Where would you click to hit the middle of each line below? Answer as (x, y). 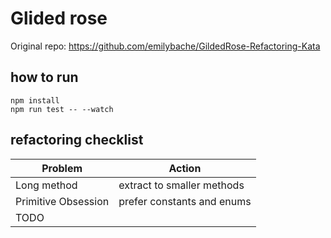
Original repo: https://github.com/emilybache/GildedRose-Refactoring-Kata (165, 46)
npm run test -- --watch (62, 109)
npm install (35, 100)
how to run (44, 77)
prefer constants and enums (185, 201)
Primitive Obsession (62, 201)
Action (185, 168)
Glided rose (59, 18)
